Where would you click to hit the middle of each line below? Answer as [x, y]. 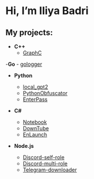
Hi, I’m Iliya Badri [47, 11]
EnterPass [35, 99]
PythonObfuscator [45, 93]
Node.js [24, 146]
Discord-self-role [44, 157]
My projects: [29, 33]
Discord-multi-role [45, 163]
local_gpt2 [35, 87]
